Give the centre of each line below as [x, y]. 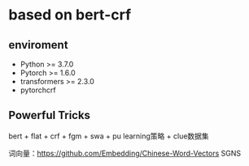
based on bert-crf [70, 15]
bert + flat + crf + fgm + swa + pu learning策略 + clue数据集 [109, 136]
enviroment [38, 45]
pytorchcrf [38, 90]
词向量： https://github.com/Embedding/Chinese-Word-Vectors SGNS [125, 153]
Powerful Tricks [50, 115]
